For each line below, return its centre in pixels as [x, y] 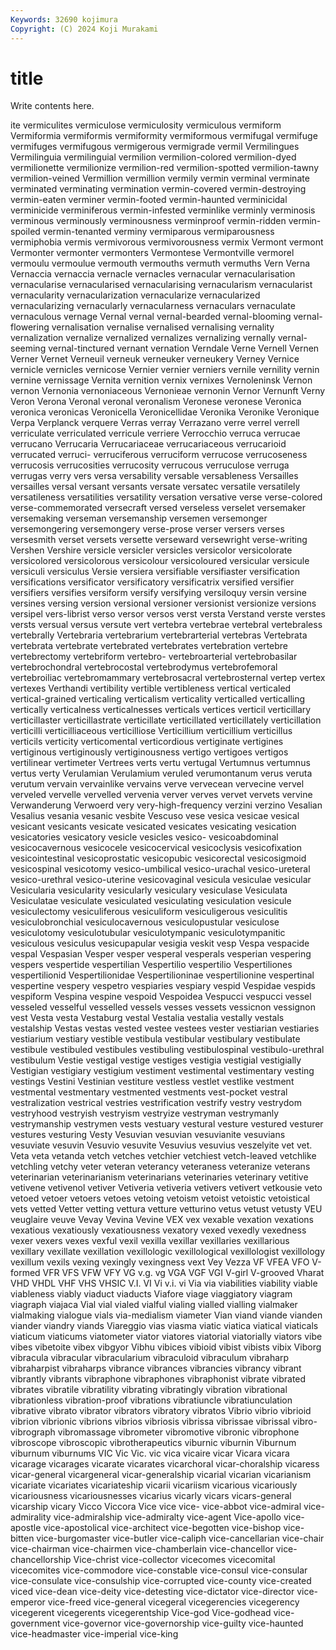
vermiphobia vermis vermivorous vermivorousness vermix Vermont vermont [167, 242]
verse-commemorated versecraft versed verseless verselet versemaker [158, 508]
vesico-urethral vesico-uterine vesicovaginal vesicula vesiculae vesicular [161, 880]
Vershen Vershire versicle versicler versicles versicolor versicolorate [151, 550]
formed [25, 1273]
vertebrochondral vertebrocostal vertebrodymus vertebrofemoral [144, 667]
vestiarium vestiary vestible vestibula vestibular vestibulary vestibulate [155, 1039]
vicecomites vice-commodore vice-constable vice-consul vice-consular [159, 1570]
